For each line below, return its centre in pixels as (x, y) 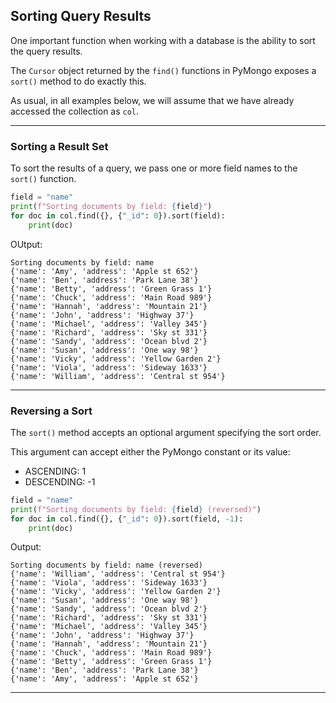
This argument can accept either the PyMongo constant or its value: (150, 451)
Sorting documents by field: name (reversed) (106, 565)
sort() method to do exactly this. (78, 81)
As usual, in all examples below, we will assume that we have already (152, 100)
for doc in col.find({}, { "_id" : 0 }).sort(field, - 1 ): (127, 519)
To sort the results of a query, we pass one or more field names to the (154, 168)
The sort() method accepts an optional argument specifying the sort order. (166, 432)
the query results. (46, 51)
